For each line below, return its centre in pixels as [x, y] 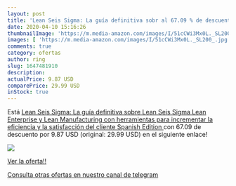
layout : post [26, 14]
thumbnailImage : [31, 33]
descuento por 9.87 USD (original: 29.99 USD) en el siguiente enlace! [107, 135]
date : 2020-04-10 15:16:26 [47, 27]
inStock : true [28, 92]
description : [26, 72]
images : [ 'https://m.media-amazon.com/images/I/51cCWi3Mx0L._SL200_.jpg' [119, 40]
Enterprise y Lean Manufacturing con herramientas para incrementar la [110, 119]
